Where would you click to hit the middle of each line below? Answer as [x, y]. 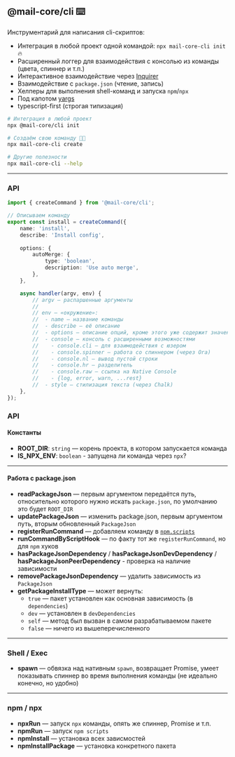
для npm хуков [38, 546]
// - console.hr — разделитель [83, 365]
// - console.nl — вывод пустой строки [95, 359]
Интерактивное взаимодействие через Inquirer [88, 76]
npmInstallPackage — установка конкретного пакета [97, 746]
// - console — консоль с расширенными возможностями [114, 339]
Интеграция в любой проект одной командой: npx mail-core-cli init [121, 46]
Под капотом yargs [46, 98]
